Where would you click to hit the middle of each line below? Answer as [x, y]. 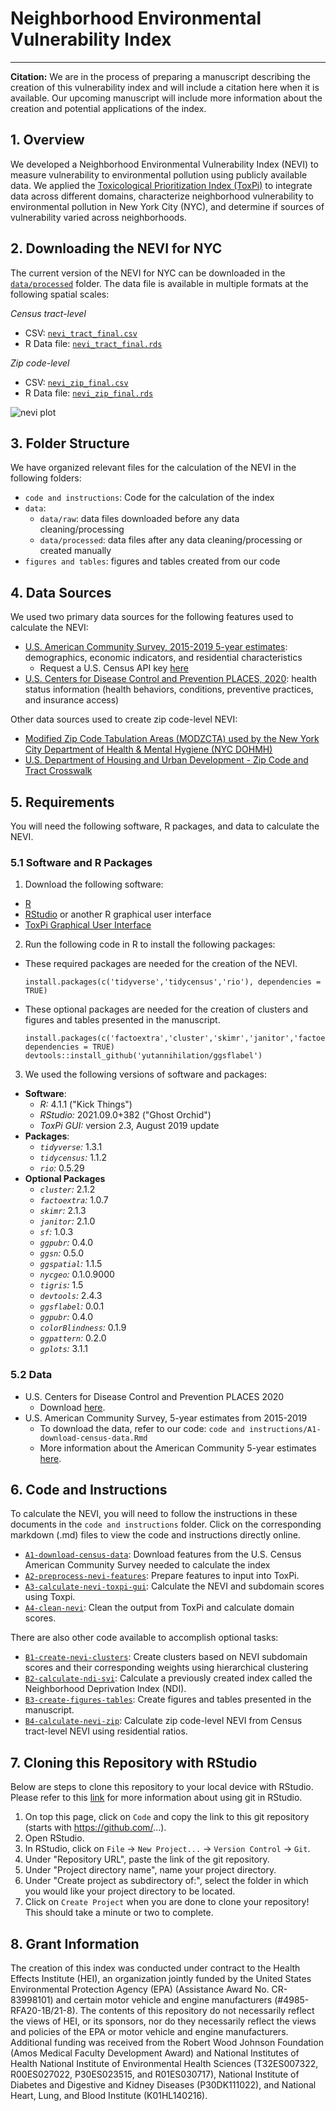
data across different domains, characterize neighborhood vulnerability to [162, 196]
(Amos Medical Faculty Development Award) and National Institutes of [155, 2053]
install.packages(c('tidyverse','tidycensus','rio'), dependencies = [173, 982]
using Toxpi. [50, 1597]
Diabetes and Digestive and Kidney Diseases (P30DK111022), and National [163, 2085]
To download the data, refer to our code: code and [142, 1428]
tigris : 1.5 [61, 1285]
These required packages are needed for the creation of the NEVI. [161, 964]
